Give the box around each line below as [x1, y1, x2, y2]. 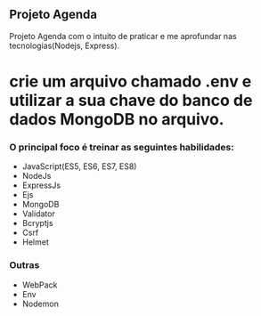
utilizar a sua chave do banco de [9, 91, 253, 110]
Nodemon [21, 298, 60, 309]
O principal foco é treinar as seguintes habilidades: [9, 141, 234, 153]
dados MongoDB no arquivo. [9, 109, 224, 129]
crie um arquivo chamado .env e [9, 71, 252, 92]
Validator [21, 208, 55, 219]
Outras [9, 259, 40, 271]
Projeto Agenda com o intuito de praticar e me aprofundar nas [9, 30, 238, 41]
